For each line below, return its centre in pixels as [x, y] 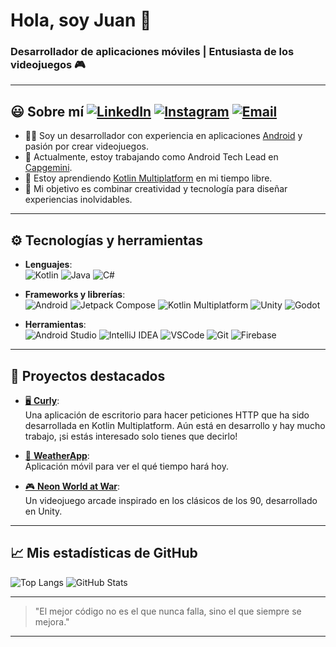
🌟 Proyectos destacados [88, 375]
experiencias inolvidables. [78, 200]
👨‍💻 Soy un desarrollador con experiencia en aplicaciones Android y [163, 136]
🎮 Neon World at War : [72, 486]
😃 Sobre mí [47, 111]
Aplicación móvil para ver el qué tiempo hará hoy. [127, 466]
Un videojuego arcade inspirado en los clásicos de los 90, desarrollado [171, 500]
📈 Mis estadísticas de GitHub [104, 553]
